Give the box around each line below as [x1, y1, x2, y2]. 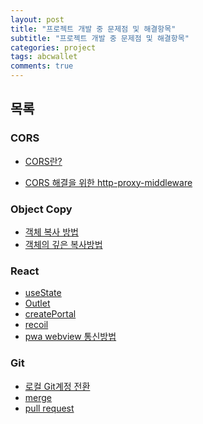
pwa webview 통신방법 [24, 331, 117, 343]
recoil [24, 319, 49, 331]
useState [24, 287, 62, 299]
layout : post [10, 14, 65, 25]
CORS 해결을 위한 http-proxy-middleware [24, 176, 193, 188]
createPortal [24, 308, 77, 320]
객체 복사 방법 [24, 226, 79, 238]
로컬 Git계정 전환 [24, 380, 91, 392]
